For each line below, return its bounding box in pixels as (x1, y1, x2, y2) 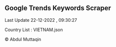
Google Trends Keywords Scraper (4, 4, 111, 12)
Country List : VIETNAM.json (4, 27, 63, 33)
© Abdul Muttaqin (4, 36, 42, 42)
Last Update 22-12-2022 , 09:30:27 (4, 17, 77, 23)
